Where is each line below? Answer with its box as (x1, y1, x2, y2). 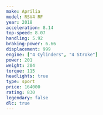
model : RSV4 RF (6, 14, 43, 20)
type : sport (6, 79, 35, 85)
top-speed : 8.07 (6, 30, 46, 36)
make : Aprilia (6, 8, 41, 15)
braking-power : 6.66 (6, 41, 57, 47)
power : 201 (6, 57, 33, 63)
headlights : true (6, 73, 49, 79)
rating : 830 (6, 89, 35, 95)
